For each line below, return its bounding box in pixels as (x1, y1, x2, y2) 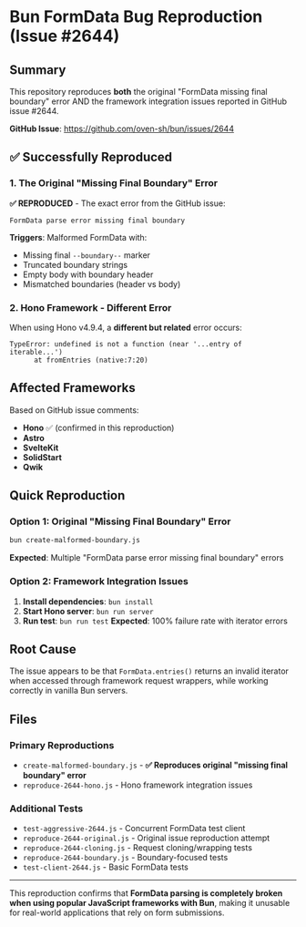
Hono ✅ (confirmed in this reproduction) (22, 422, 175, 433)
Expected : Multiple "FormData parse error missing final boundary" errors (9, 552, 284, 563)
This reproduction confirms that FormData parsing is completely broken (9, 888, 283, 899)
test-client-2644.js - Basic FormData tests (22, 861, 189, 872)
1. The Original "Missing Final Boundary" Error (9, 177, 219, 190)
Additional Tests (9, 802, 84, 815)
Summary (9, 62, 66, 77)
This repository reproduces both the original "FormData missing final (9, 87, 268, 97)
